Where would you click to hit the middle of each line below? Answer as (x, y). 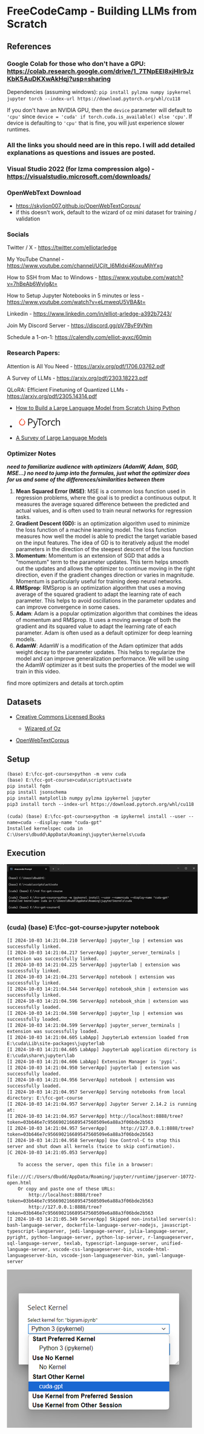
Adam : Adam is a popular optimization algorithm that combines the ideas (107, 613)
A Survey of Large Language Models (61, 438)
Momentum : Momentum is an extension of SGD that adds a (90, 555)
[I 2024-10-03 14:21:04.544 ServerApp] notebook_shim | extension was (98, 989)
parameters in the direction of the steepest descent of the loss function (105, 549)
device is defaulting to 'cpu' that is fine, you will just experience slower (96, 123)
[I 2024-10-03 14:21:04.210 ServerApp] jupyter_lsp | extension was (95, 941)
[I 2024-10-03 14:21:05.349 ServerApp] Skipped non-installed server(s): (102, 1219)
